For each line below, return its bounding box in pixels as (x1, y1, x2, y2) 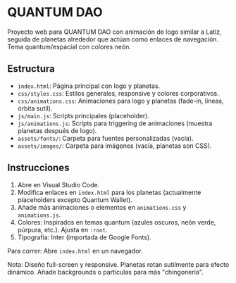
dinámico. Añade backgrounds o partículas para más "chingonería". (7, 268, 204, 276)
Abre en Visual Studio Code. (17, 180, 100, 189)
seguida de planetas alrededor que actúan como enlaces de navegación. (7, 34, 219, 43)
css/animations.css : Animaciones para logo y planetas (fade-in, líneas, (17, 96, 224, 105)
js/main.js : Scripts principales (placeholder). (17, 111, 150, 120)
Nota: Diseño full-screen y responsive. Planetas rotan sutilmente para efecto (7, 260, 230, 268)
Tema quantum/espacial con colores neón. (7, 42, 132, 51)
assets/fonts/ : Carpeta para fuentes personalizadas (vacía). (17, 134, 194, 142)
